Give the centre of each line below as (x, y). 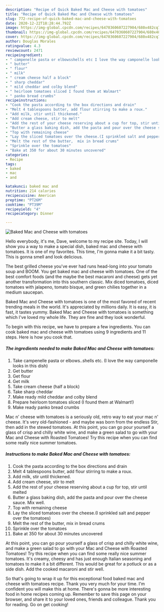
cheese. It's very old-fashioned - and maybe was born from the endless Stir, (82, 422)
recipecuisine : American (31, 195)
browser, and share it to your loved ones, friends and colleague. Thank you (81, 599)
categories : (18, 155)
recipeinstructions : (27, 101)
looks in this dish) (30, 366)
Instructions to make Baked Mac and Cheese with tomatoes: (68, 454)
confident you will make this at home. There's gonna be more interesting (78, 589)
